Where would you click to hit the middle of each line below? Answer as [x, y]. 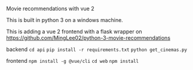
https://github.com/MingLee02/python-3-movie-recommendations [88, 38]
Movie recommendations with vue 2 [50, 9]
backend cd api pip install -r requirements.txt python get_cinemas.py [96, 49]
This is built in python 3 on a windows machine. [65, 20]
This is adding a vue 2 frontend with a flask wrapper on [74, 31]
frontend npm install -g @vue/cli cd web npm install [73, 61]
